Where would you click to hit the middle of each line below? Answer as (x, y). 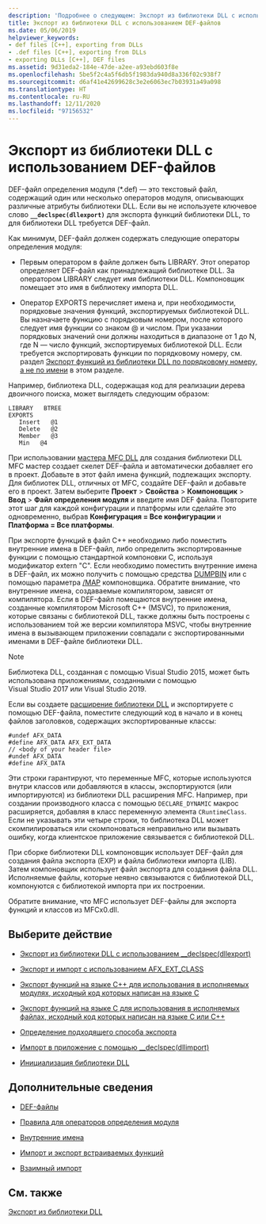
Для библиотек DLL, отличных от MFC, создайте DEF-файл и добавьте (127, 482)
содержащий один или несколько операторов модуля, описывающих (126, 197)
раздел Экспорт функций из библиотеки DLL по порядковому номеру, (139, 361)
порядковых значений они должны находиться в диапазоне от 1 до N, (138, 336)
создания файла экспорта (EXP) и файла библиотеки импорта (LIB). (123, 860)
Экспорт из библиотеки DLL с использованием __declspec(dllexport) (135, 953)
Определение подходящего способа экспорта (98, 1031)
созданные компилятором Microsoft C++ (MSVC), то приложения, (120, 608)
